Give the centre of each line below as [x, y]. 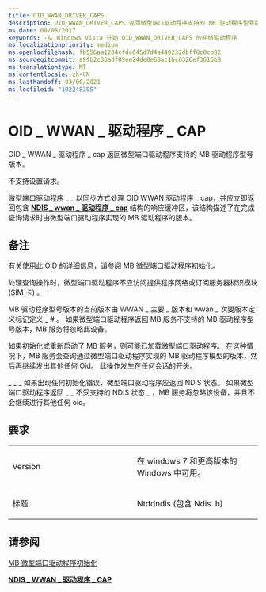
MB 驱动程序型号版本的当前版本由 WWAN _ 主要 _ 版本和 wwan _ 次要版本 [128, 309]
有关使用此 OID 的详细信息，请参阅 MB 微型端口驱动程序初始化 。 [114, 265]
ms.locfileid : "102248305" [53, 89]
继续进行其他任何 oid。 [52, 403]
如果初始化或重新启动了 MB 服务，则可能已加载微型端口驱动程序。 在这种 [127, 346]
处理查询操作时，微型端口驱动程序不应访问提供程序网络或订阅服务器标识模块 [133, 283]
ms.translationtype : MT [47, 67]
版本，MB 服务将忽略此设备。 [63, 329]
